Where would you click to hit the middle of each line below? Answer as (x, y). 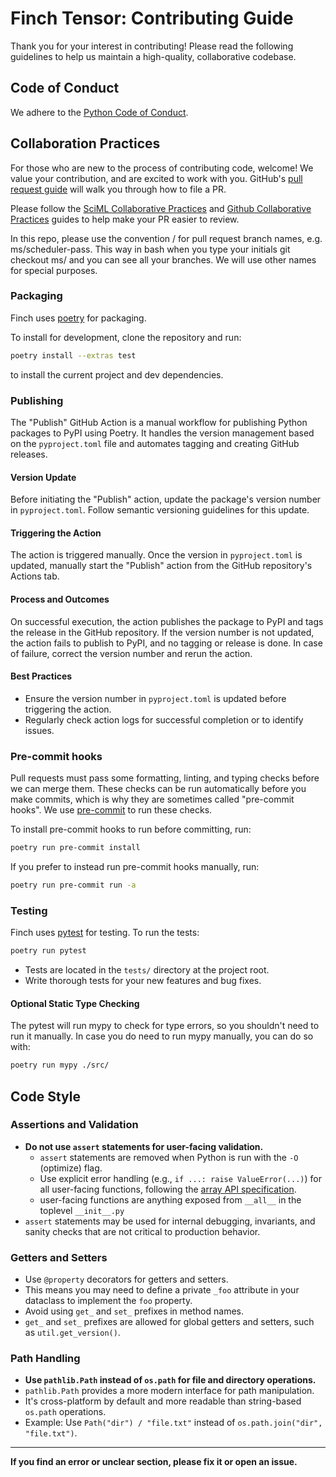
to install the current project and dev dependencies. (117, 374)
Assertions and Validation (74, 1125)
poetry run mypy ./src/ (60, 1065)
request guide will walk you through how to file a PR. (118, 189)
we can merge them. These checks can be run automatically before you (158, 789)
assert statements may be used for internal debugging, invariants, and (170, 1221)
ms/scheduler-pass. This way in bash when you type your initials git (150, 249)
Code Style (45, 1096)
